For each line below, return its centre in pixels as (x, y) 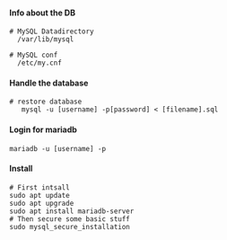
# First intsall (39, 187)
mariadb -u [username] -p (57, 148)
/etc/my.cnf (40, 63)
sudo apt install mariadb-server (72, 211)
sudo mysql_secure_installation (70, 227)
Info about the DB (43, 13)
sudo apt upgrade (42, 203)
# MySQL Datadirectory (52, 31)
